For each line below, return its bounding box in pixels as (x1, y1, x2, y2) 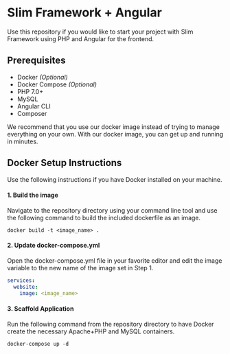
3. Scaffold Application (7, 305, 74, 313)
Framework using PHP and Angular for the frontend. (7, 34, 154, 43)
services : (7, 276, 36, 284)
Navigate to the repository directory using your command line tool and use (7, 206, 218, 214)
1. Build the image (7, 191, 58, 200)
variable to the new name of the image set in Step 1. (7, 263, 154, 272)
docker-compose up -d (7, 340, 69, 347)
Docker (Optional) (16, 73, 69, 81)
